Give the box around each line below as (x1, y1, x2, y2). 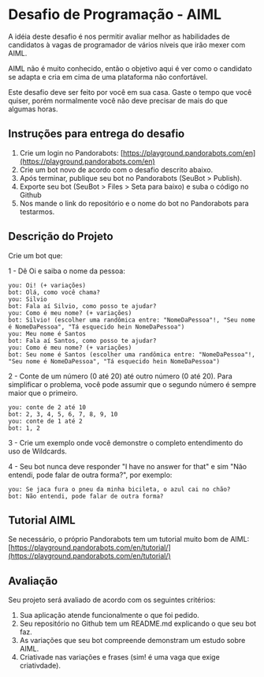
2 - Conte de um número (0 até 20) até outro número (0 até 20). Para (8, 371, 232, 381)
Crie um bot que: (8, 250, 63, 260)
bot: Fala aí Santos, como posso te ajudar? (8, 337, 157, 344)
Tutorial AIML (8, 513, 76, 527)
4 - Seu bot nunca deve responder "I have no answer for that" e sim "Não (8, 461, 247, 471)
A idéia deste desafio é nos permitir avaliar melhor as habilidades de (8, 32, 230, 41)
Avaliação (8, 574, 58, 588)
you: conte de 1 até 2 (8, 417, 83, 425)
